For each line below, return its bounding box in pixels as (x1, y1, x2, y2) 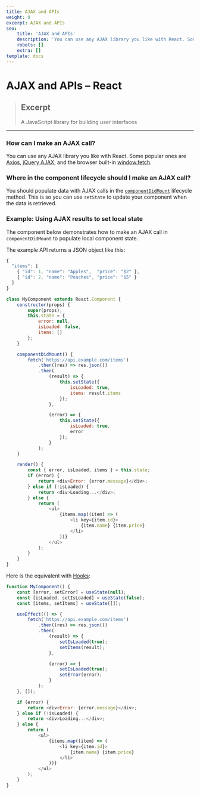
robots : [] (17, 42, 44, 48)
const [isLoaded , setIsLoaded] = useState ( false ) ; (17, 595, 145, 601)
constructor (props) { (17, 302, 70, 308)
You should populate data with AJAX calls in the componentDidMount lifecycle (6, 187, 192, 194)
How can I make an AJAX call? (6, 138, 96, 147)
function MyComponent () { (6, 584, 70, 590)
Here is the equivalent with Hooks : (6, 572, 90, 579)
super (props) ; (27, 307, 62, 313)
